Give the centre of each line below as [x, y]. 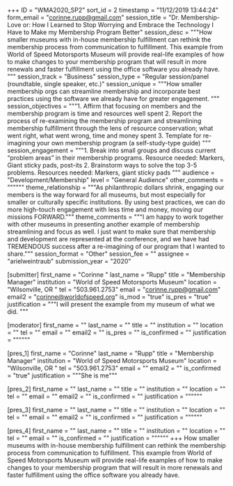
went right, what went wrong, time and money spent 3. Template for [104, 136]
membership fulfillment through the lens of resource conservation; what [110, 128]
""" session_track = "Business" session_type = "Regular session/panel [108, 76]
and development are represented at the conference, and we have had [109, 239]
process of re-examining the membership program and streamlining [104, 121]
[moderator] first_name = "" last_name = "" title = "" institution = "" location [115, 325]
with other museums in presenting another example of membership [104, 224]
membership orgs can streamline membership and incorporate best [104, 91]
